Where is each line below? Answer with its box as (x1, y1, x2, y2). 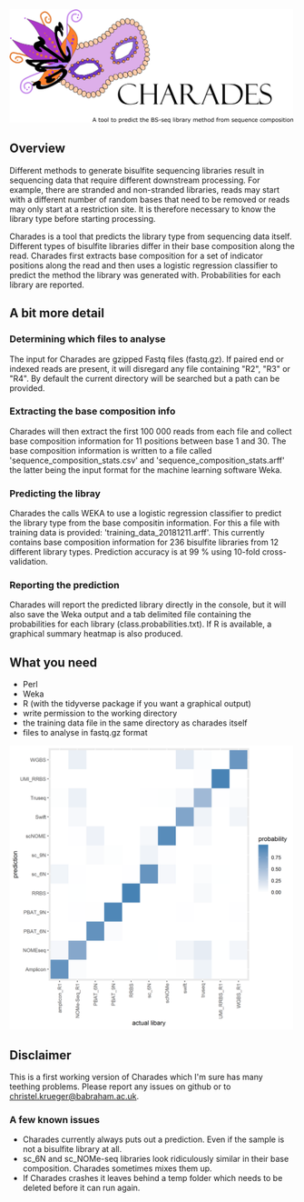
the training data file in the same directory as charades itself (22, 717, 248, 728)
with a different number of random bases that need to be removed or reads (9, 194, 290, 205)
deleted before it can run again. (22, 1182, 141, 1194)
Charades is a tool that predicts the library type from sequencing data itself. (9, 231, 292, 242)
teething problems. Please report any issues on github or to (9, 1081, 231, 1092)
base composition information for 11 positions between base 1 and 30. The (9, 436, 287, 446)
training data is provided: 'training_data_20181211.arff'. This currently (9, 527, 265, 538)
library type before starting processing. (9, 213, 156, 224)
